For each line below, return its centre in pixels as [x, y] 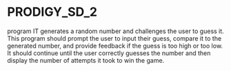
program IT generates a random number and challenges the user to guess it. [115, 31]
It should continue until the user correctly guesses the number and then [109, 53]
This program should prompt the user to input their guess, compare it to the [114, 38]
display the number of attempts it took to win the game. [86, 60]
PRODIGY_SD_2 [52, 12]
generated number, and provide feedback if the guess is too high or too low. [115, 45]
